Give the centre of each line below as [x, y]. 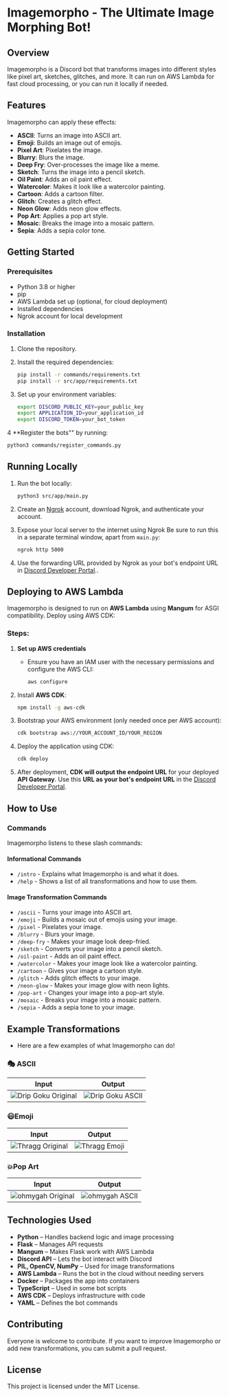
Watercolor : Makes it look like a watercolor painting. [91, 186]
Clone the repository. [47, 348]
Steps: [18, 633]
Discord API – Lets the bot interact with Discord [84, 1259]
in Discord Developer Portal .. [58, 570]
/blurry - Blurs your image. [56, 935]
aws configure [47, 682]
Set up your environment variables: [67, 394]
